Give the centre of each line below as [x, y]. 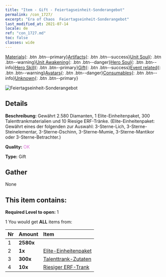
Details [16, 104]
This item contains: [36, 200]
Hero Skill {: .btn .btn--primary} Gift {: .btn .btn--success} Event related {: [88, 67]
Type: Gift [16, 157]
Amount [28, 234]
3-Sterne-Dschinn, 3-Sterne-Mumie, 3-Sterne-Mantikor [96, 131]
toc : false [17, 38]
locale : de [17, 29]
